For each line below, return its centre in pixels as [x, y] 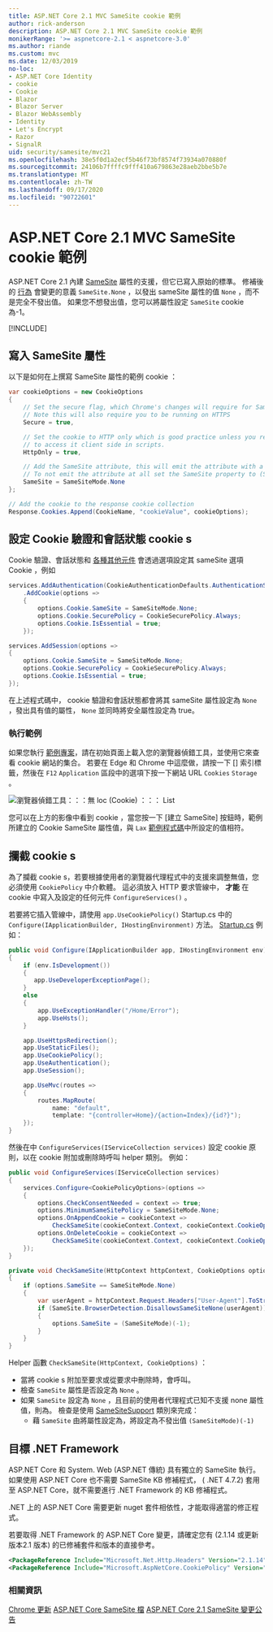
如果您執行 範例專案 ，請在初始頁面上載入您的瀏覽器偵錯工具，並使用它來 [130, 753]
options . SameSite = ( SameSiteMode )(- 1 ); [121, 1323]
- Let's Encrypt [36, 129]
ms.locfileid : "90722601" [52, 197]
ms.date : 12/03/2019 [43, 62]
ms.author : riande [39, 46]
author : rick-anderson [47, 24]
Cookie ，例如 [32, 571]
